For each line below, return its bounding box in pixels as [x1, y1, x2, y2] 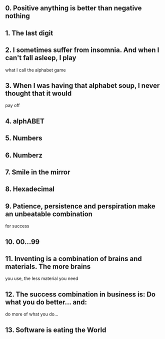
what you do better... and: [5, 297, 87, 306]
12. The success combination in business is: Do [5, 290, 156, 298]
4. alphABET [5, 117, 45, 125]
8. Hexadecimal [5, 185, 55, 193]
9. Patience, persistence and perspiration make [5, 202, 156, 210]
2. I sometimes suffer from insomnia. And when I [5, 46, 159, 54]
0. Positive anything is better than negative [5, 4, 142, 12]
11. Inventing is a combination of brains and [5, 254, 142, 263]
